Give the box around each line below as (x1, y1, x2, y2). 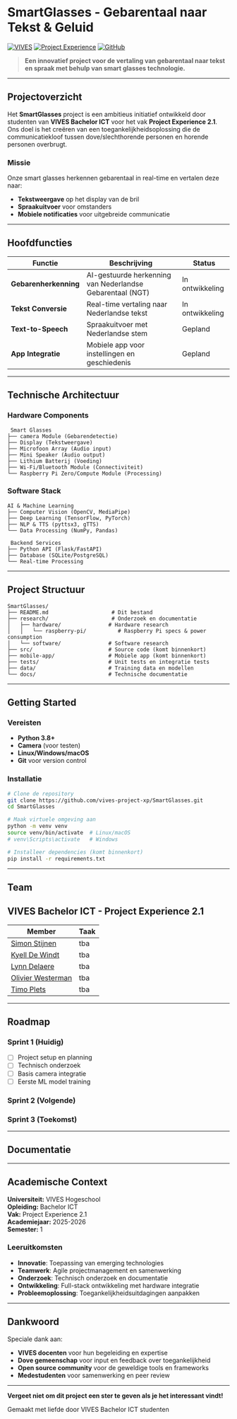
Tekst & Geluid (7, 19, 94, 35)
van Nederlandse (86, 279, 144, 289)
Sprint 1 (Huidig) (7, 1038, 64, 1047)
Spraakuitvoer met (86, 319, 148, 329)
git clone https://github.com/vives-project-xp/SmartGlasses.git (7, 797, 203, 804)
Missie (7, 157, 31, 167)
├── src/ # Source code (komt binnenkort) (7, 645, 207, 653)
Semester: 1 (7, 1225, 43, 1234)
